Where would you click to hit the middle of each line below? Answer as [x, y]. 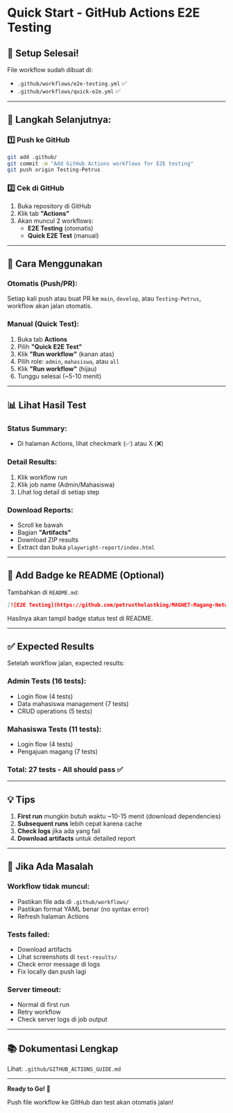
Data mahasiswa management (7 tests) [73, 703]
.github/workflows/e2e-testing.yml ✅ [72, 83]
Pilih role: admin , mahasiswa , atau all [68, 361]
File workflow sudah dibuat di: [50, 70]
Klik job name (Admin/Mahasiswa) [66, 485]
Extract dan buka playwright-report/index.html [86, 547]
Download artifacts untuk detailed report [76, 839]
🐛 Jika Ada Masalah [50, 867]
